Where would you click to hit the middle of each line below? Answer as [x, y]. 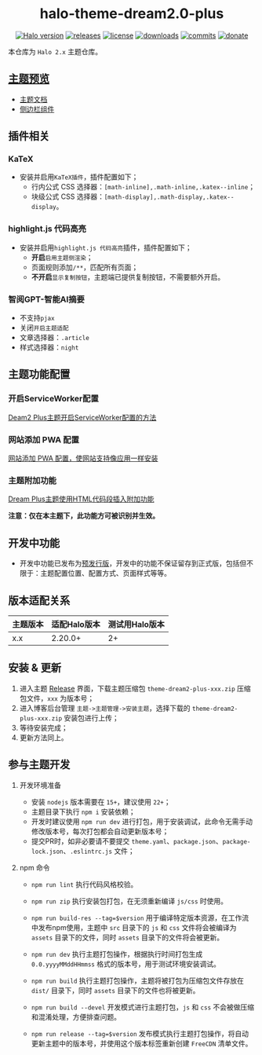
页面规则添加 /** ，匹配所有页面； [85, 267]
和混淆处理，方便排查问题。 [76, 1017]
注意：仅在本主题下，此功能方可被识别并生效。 [84, 516]
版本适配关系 [39, 601]
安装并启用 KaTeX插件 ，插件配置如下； [79, 177]
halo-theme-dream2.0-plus [132, 14]
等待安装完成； [44, 727]
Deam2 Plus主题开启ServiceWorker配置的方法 [82, 417]
